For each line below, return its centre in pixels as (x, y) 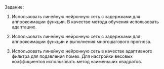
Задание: (14, 7)
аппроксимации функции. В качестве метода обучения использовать (85, 22)
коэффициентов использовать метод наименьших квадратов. (77, 61)
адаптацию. (24, 27)
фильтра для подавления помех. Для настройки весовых (72, 56)
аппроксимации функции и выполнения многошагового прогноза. (82, 42)
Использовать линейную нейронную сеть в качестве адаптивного (82, 51)
